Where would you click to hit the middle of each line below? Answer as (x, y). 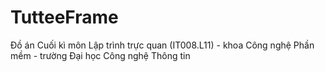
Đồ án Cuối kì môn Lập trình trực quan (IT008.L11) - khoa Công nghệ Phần (162, 45)
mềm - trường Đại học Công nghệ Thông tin (100, 55)
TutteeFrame (64, 17)
